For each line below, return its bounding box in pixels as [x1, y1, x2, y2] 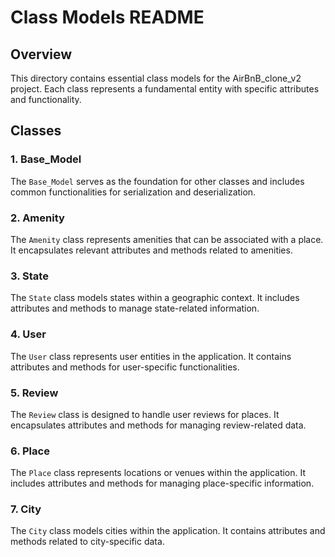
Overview [10, 46, 73, 63]
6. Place [10, 444, 50, 458]
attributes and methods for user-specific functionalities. [10, 361, 240, 373]
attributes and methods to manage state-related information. [10, 302, 260, 315]
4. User [10, 327, 47, 341]
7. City [10, 502, 42, 516]
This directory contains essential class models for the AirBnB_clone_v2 [10, 72, 302, 84]
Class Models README [10, 6, 205, 29]
